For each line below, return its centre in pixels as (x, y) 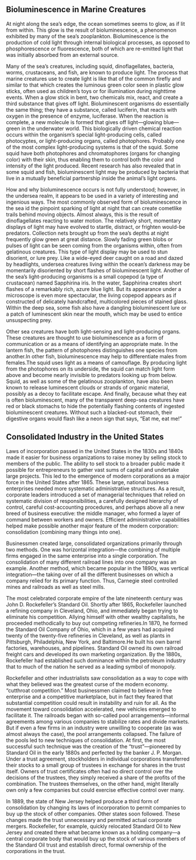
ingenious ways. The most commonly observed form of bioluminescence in (97, 202)
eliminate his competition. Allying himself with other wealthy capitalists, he (95, 616)
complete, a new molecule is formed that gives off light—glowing (84, 122)
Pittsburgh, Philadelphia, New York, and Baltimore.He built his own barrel (93, 642)
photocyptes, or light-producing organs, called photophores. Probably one (95, 141)
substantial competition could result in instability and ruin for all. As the (91, 703)
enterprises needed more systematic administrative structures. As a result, (96, 488)
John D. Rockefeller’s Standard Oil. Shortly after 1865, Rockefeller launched (96, 604)
